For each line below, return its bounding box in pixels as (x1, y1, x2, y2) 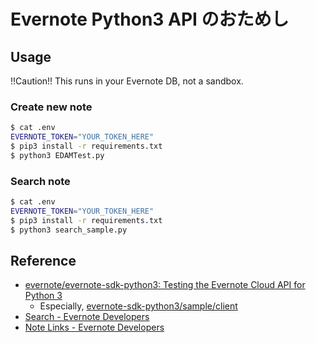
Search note (10, 174, 71, 188)
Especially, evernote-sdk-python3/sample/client (39, 300, 238, 312)
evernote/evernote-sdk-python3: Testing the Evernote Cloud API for (24, 279, 306, 291)
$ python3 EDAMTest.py (10, 150, 105, 160)
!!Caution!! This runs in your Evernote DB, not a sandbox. (10, 75, 244, 87)
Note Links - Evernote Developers (24, 321, 165, 334)
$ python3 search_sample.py (10, 225, 128, 235)
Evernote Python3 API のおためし (10, 8, 290, 31)
